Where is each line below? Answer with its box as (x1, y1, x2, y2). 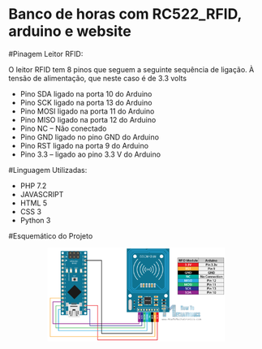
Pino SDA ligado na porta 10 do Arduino (19, 88, 152, 98)
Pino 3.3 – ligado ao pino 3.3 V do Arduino (19, 149, 161, 159)
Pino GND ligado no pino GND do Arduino (19, 131, 160, 142)
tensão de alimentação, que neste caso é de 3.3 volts (8, 73, 187, 83)
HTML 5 (19, 198, 48, 208)
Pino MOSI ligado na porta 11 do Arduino (19, 106, 155, 116)
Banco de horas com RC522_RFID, (8, 5, 242, 24)
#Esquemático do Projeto (8, 231, 93, 240)
